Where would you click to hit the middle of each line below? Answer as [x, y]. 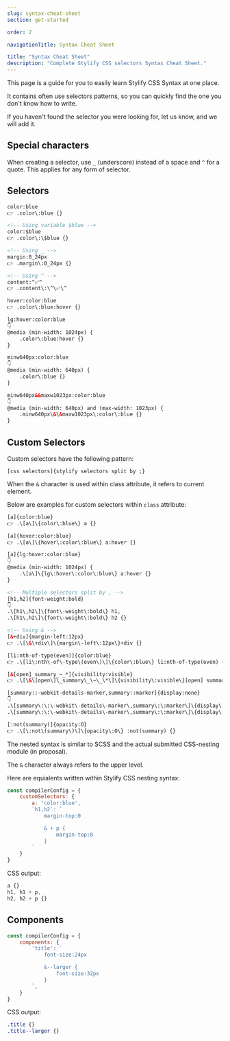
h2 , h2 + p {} [27, 898]
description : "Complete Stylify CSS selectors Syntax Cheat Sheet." [107, 63]
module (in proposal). [37, 751]
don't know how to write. [42, 103]
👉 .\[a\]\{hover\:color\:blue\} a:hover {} [72, 542]
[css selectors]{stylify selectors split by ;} [76, 471]
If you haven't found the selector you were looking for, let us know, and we [112, 117]
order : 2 [20, 32]
